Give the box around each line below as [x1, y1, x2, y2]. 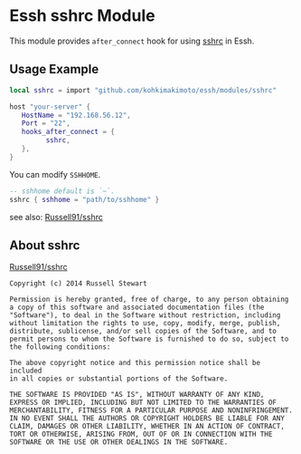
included [9, 366, 42, 376]
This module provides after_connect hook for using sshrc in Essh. [9, 35, 255, 46]
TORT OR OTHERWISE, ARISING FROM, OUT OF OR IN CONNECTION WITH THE [9, 430, 273, 440]
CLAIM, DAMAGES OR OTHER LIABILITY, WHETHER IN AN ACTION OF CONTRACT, [9, 422, 285, 431]
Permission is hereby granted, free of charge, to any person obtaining [9, 295, 289, 304]
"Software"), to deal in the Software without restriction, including [9, 311, 281, 320]
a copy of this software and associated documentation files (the [9, 303, 265, 313]
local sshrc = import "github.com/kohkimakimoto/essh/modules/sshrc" [9, 85, 277, 95]
